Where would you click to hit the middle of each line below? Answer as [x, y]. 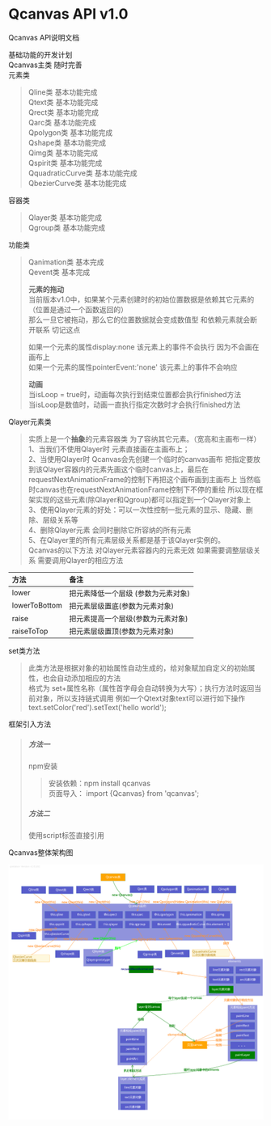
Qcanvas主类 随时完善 [45, 65]
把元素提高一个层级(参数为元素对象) [128, 619]
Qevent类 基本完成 [59, 272]
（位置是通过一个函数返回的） [78, 309]
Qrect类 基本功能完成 [64, 112]
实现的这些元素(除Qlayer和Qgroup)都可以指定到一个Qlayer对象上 [143, 499]
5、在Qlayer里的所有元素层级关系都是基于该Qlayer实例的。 [126, 540]
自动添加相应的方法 [89, 678]
